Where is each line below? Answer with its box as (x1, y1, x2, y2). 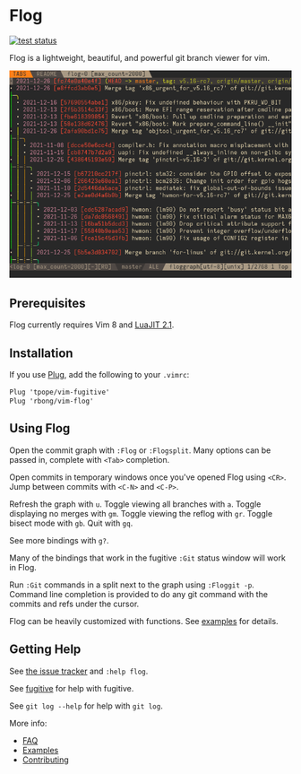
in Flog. (9, 561, 38, 572)
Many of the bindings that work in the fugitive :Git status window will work (9, 552, 287, 563)
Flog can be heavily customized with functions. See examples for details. (9, 615, 279, 626)
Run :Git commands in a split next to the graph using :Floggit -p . (9, 579, 255, 590)
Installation (9, 345, 73, 361)
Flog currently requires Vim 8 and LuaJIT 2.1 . (9, 319, 175, 330)
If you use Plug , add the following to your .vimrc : (9, 369, 190, 379)
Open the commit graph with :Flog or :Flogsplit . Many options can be (9, 445, 271, 456)
